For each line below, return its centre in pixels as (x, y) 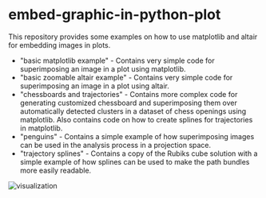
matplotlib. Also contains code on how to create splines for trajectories (136, 119)
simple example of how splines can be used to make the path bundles (135, 161)
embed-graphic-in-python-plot (115, 15)
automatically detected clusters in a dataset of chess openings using (133, 111)
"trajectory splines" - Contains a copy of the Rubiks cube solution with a (139, 153)
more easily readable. (56, 170)
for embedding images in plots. (60, 45)
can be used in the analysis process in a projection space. (115, 145)
